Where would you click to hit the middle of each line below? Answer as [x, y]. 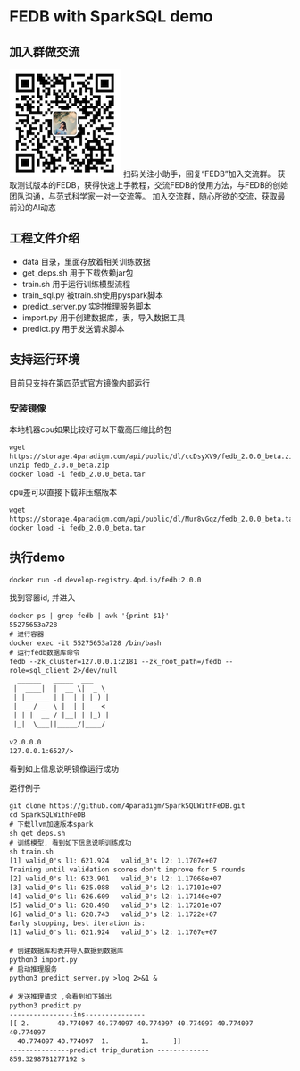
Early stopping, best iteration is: [77, 923]
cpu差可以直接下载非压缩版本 [63, 492]
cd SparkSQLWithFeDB [48, 815]
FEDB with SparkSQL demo [111, 17]
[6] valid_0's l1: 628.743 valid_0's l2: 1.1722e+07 [113, 914]
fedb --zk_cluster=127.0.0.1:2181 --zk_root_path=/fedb [115, 661]
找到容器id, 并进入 [42, 598]
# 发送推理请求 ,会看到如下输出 [61, 996]
